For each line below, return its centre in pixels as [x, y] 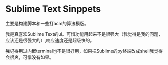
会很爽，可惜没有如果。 [29, 57]
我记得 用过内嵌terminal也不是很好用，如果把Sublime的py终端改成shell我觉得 [84, 51]
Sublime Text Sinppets [53, 9]
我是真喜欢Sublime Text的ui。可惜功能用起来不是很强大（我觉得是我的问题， [84, 34]
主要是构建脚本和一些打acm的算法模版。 [47, 23]
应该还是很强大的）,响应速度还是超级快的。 [50, 40]
